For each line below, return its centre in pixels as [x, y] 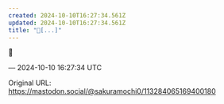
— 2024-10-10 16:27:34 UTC [55, 68]
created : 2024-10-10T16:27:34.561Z [67, 15]
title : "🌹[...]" [35, 30]
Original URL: [30, 83]
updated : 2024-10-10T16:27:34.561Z [67, 23]
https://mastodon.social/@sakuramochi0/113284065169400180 [112, 91]
